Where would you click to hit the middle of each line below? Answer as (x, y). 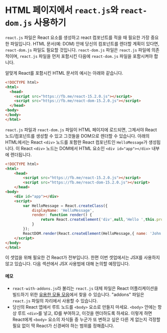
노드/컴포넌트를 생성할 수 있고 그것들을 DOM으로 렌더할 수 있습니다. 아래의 (78, 136)
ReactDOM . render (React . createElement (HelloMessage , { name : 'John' (93, 233)
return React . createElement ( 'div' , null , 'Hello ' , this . (98, 220)
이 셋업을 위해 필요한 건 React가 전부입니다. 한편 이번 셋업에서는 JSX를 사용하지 (83, 258)
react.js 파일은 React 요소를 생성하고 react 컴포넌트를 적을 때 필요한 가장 (78, 37)
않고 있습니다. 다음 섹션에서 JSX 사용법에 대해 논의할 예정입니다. (68, 264)
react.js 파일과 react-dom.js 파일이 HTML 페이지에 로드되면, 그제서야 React (81, 130)
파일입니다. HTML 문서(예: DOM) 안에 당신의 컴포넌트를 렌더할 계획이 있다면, (85, 43)
